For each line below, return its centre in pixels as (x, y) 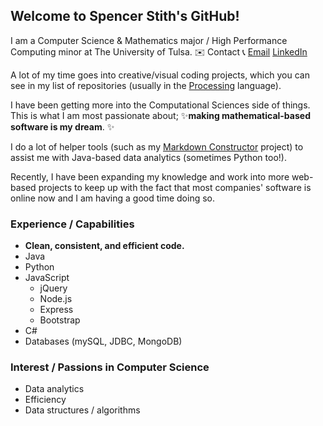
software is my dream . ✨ (62, 126)
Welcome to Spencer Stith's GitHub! (125, 16)
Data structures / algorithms (82, 410)
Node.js (56, 299)
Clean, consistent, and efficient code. (104, 246)
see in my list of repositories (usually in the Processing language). (146, 85)
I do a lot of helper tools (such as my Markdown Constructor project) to (157, 146)
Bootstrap (60, 320)
